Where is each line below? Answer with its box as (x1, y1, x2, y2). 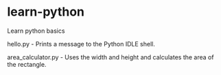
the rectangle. (7, 60, 47, 68)
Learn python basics (7, 27, 65, 35)
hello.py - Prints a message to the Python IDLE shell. (7, 40, 156, 48)
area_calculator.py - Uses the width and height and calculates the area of (7, 52, 214, 61)
